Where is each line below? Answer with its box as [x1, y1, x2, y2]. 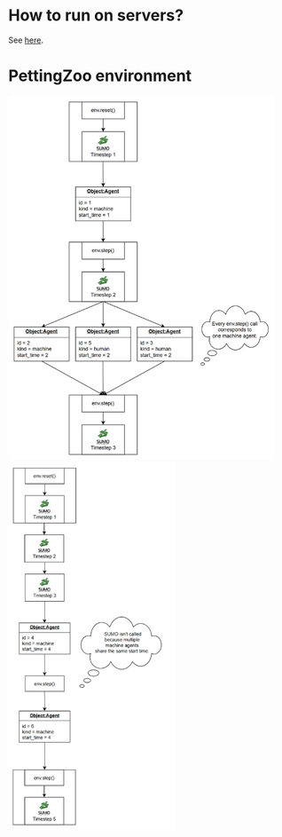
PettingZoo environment [8, 66, 192, 86]
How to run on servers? [8, 5, 184, 26]
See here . [8, 35, 43, 45]
